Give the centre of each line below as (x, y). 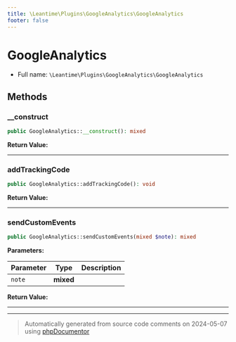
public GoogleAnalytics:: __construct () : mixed (77, 132)
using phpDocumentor (57, 331)
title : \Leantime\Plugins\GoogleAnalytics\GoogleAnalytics (96, 14)
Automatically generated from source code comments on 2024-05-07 (126, 324)
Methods (27, 97)
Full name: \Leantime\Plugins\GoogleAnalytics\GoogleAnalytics (110, 75)
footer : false (28, 20)
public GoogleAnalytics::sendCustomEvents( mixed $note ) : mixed (102, 237)
